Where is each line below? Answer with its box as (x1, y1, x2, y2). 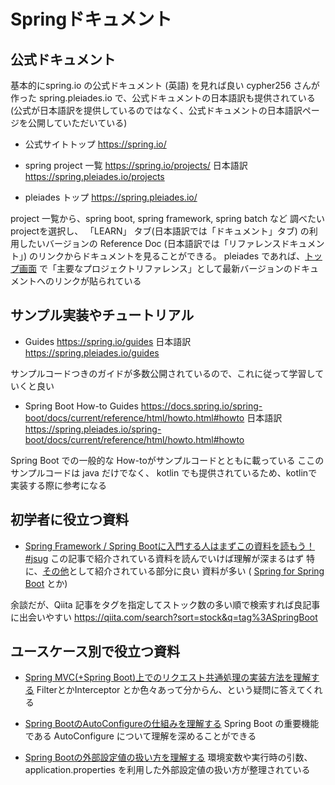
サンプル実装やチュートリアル (10, 307, 195, 324)
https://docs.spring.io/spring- (140, 400, 263, 412)
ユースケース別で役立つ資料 (10, 643, 180, 660)
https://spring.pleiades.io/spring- (24, 423, 162, 435)
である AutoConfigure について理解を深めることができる (24, 730, 257, 742)
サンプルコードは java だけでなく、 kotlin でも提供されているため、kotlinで (10, 466, 318, 479)
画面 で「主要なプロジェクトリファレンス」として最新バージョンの (18, 263, 293, 274)
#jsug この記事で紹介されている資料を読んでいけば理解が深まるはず (24, 552, 305, 564)
